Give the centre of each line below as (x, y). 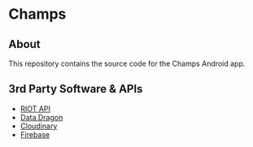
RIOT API (35, 108)
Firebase (35, 134)
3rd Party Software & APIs (76, 89)
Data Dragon (41, 117)
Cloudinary (39, 126)
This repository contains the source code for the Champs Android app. (127, 63)
